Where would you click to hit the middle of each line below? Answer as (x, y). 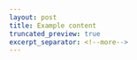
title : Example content (53, 26)
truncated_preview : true (55, 34)
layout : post (33, 17)
